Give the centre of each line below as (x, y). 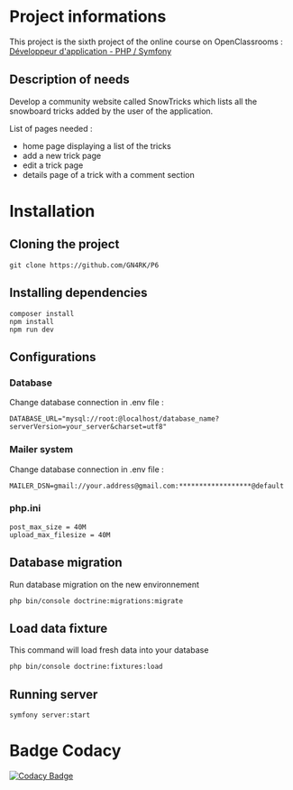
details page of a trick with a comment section (109, 174)
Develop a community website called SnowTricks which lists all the (133, 101)
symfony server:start (50, 715)
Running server (54, 694)
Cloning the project (64, 244)
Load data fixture (59, 629)
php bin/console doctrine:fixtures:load (87, 667)
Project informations (88, 17)
